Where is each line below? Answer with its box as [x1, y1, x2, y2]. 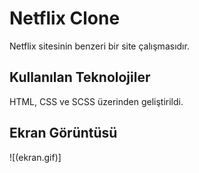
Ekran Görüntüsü [9, 125, 118, 142]
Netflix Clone [9, 7, 121, 30]
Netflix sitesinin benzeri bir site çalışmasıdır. [9, 40, 190, 52]
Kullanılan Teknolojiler [9, 69, 151, 86]
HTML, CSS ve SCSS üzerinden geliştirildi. [9, 95, 184, 107]
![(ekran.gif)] [9, 151, 62, 163]
